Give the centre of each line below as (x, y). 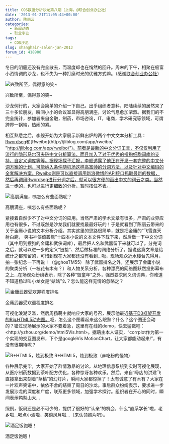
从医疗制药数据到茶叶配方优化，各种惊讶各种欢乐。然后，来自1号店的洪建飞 (83, 372)
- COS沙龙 (19, 43)
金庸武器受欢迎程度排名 (29, 302)
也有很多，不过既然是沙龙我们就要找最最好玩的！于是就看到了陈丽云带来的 (87, 224)
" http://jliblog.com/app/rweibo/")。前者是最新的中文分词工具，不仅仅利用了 (83, 148)
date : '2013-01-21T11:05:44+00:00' (43, 15)
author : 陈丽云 (20, 19)
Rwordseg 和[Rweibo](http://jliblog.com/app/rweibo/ (59, 141)
